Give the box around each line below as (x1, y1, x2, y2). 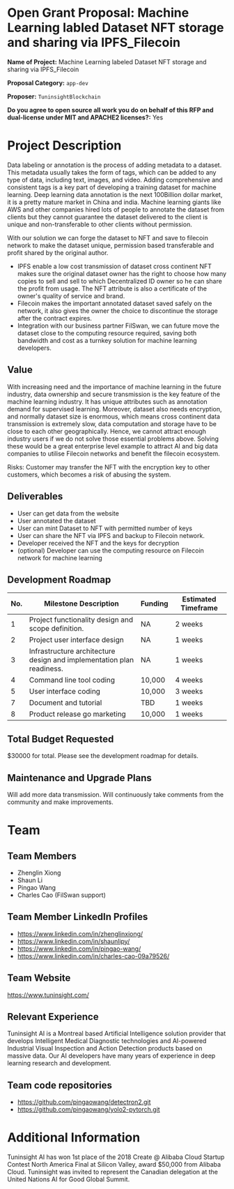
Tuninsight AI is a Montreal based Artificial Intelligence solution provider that (7, 1029, 226, 1038)
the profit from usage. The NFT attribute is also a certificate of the (17, 284, 208, 293)
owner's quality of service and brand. (17, 291, 125, 300)
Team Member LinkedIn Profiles (7, 911, 148, 923)
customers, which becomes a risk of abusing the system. (7, 470, 171, 479)
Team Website (7, 972, 71, 984)
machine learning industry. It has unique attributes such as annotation (7, 397, 208, 406)
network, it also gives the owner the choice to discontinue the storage (17, 306, 218, 315)
